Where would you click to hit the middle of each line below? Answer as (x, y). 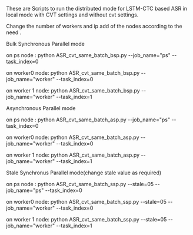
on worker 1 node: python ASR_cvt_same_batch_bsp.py (73, 90)
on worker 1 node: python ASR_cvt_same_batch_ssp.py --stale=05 (86, 219)
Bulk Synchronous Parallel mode (46, 44)
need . (14, 32)
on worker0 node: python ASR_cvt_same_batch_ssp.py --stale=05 (86, 202)
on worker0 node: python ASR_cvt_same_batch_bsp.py (73, 73)
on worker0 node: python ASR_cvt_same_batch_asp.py (73, 137)
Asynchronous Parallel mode (41, 108)
